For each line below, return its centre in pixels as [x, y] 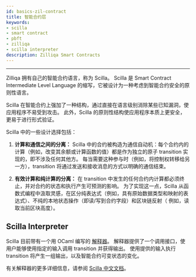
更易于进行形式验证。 [32, 119]
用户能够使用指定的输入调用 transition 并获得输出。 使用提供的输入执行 [91, 248]
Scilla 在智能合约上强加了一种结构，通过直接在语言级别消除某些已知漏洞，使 [97, 105]
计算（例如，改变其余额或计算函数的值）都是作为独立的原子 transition [98, 151]
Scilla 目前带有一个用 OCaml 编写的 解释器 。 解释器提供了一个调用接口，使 [96, 241]
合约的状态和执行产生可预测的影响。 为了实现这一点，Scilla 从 [109, 186]
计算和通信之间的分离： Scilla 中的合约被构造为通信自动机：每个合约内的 [101, 144]
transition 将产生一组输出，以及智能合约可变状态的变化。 [74, 256]
